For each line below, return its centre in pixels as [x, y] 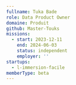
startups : [18, 62]
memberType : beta [28, 73]
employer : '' [33, 56]
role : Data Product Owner [38, 17]
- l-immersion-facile [38, 67]
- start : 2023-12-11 [37, 40]
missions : [18, 34]
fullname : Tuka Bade [32, 12]
